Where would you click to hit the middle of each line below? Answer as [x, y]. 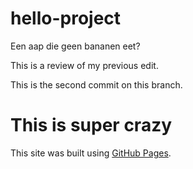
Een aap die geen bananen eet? [75, 46]
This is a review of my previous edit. [84, 65]
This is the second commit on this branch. [96, 84]
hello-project [66, 18]
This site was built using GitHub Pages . [91, 153]
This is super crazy [91, 125]
